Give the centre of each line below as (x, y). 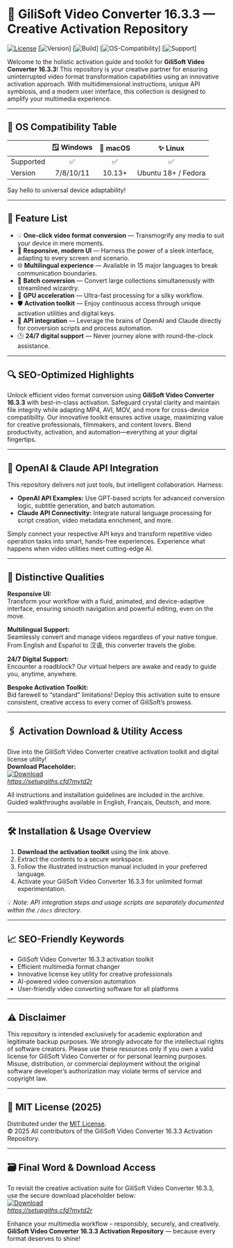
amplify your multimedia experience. (59, 98)
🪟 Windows (72, 147)
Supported (28, 161)
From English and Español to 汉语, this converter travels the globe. (102, 645)
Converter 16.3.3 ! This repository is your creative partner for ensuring (107, 69)
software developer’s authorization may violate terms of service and (104, 1071)
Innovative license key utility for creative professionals (95, 974)
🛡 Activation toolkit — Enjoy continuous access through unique (109, 303)
